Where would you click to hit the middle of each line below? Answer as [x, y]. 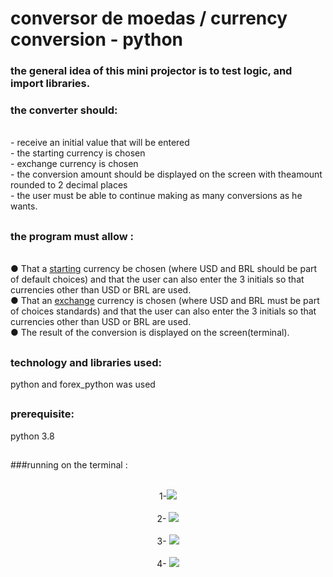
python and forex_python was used [83, 384]
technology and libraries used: [86, 362]
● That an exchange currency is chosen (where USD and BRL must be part [165, 301]
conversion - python [97, 39]
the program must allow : [72, 236]
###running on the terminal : [69, 465]
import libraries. [50, 84]
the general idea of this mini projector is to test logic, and [151, 71]
